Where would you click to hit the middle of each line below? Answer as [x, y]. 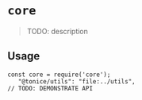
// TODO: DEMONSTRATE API [50, 88]
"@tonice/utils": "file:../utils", [77, 81]
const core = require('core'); [59, 75]
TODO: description [58, 31]
